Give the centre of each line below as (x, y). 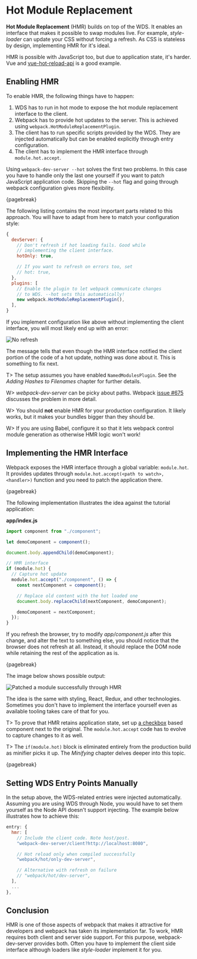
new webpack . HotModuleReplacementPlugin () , (71, 300)
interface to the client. (41, 113)
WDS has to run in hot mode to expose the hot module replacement (96, 107)
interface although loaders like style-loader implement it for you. (84, 950)
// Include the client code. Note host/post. (74, 838)
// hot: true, (34, 272)
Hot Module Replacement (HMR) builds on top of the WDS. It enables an (94, 27)
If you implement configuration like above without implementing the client (95, 322)
